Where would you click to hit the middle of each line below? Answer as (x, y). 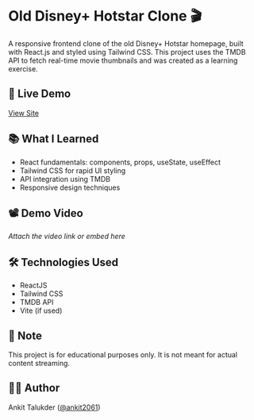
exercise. (23, 68)
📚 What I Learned (54, 139)
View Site (24, 113)
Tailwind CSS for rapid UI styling (73, 170)
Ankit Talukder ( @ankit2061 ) (54, 407)
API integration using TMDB (65, 179)
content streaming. (39, 363)
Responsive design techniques (70, 187)
